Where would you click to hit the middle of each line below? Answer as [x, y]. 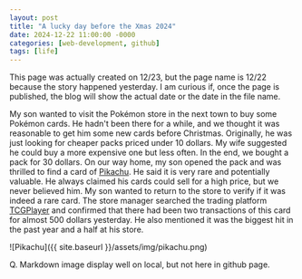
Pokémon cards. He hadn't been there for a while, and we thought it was [145, 124]
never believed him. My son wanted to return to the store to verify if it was [147, 191]
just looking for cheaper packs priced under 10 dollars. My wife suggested [148, 143]
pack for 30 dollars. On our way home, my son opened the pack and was [146, 162]
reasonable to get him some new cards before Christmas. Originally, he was [151, 133]
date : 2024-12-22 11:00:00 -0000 [73, 34]
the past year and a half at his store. [77, 230]
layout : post [34, 18]
